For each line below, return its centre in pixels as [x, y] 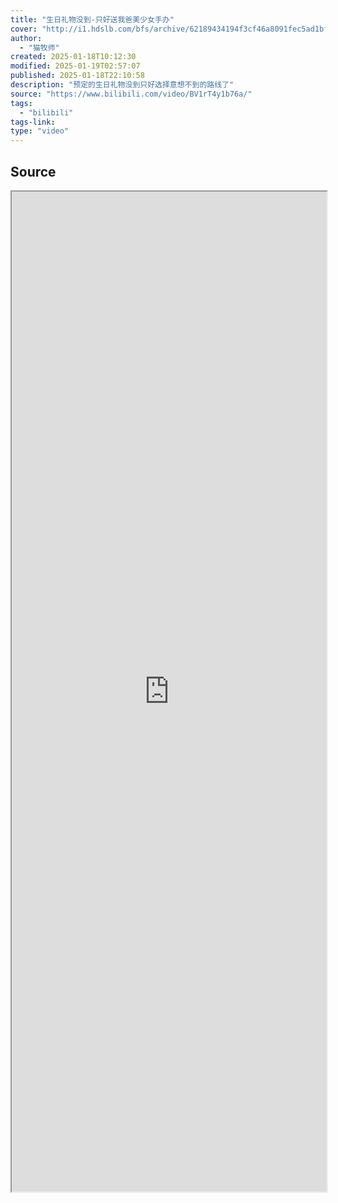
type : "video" [40, 131]
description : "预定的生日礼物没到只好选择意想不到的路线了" [122, 85]
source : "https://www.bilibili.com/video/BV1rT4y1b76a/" [131, 94]
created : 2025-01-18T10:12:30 [73, 57]
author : [26, 38]
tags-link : [33, 122]
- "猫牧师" [39, 47]
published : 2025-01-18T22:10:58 [77, 76]
